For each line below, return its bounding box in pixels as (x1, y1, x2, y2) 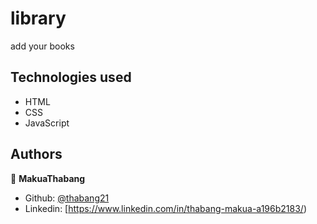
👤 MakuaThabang (10, 172, 86, 184)
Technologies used (10, 69, 132, 86)
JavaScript (24, 117, 70, 129)
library (10, 7, 67, 30)
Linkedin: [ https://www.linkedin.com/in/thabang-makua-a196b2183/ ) (24, 202, 307, 214)
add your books (10, 40, 75, 52)
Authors (10, 146, 63, 163)
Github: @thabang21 (24, 192, 110, 204)
